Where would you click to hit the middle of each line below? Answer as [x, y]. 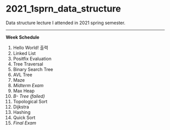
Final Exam [25, 123]
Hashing [22, 112]
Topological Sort [30, 101]
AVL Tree [22, 75]
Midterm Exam [28, 85]
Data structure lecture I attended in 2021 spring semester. [66, 23]
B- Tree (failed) [29, 96]
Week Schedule [23, 37]
